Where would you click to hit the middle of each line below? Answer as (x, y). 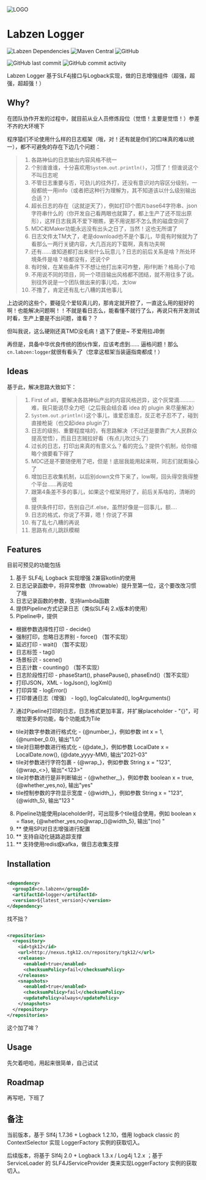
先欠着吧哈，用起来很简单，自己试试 (53, 1062)
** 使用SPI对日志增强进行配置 (53, 829)
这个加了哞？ (23, 1028)
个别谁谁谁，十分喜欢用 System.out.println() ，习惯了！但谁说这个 (115, 167)
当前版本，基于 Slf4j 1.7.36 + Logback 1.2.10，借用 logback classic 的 (93, 1135)
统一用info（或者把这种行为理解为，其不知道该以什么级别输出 (119, 190)
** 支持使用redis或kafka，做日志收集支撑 (67, 844)
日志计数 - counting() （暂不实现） (59, 668)
